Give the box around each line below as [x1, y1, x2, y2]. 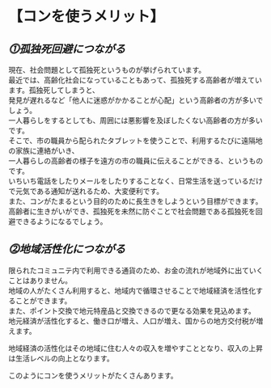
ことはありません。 [8, 276, 73, 285]
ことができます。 [15, 296, 72, 306]
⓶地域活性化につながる [8, 242, 125, 256]
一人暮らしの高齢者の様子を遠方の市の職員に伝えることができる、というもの [8, 156, 264, 166]
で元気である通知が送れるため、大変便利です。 [8, 187, 164, 196]
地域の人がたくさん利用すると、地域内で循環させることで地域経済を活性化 [8, 285, 256, 295]
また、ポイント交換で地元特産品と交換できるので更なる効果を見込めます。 [8, 306, 256, 315]
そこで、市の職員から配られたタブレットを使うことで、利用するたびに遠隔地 [8, 136, 263, 145]
